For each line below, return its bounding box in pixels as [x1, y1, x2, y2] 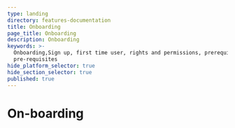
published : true [7, 75, 55, 83]
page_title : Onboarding [7, 29, 77, 37]
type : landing [7, 10, 49, 17]
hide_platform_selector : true [7, 62, 96, 69]
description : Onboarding [7, 36, 80, 43]
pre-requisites [13, 56, 58, 63]
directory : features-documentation [7, 17, 111, 24]
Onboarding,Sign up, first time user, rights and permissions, [13, 50, 201, 57]
